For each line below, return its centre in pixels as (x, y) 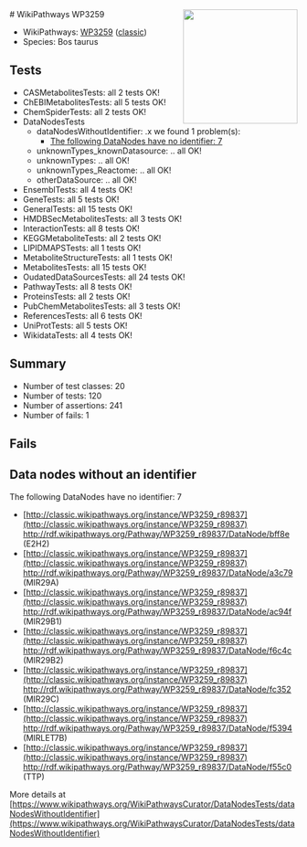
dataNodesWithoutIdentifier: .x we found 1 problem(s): (138, 131)
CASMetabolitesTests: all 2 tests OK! (91, 92)
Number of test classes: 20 (74, 386)
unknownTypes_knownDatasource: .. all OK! (119, 151)
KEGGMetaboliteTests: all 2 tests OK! (92, 238)
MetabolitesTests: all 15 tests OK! (85, 267)
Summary (38, 364)
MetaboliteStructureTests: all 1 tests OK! (97, 257)
